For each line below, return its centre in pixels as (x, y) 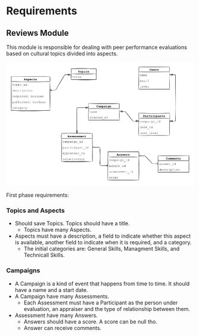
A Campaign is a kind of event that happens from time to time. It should (102, 284)
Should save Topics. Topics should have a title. (72, 223)
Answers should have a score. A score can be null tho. (91, 321)
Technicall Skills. (44, 255)
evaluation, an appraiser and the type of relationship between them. (107, 309)
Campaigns (23, 270)
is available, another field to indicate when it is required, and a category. (103, 242)
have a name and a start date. (51, 290)
